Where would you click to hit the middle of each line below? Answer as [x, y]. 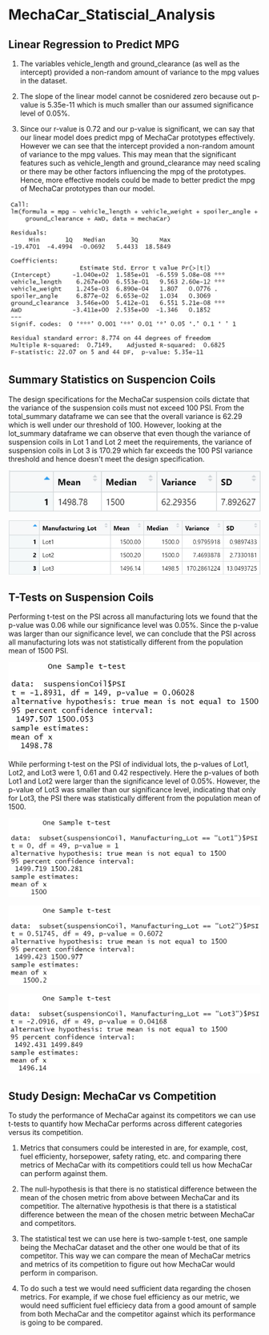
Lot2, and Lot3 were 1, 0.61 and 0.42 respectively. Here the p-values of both [134, 773]
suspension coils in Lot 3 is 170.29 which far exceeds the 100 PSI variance [131, 450]
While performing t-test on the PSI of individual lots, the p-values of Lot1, [128, 764]
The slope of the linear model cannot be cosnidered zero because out [135, 96]
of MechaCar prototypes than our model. [87, 189]
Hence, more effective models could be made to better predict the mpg [137, 180]
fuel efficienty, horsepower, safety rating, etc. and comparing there [130, 1157]
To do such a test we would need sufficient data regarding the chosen [135, 1288]
